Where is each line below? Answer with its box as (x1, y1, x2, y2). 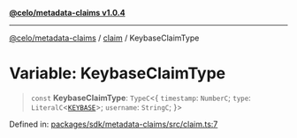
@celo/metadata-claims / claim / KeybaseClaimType (9, 33, 200, 43)
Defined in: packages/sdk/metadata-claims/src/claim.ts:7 (9, 119, 218, 129)
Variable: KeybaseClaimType (9, 63, 226, 84)
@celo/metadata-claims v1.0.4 (9, 8, 126, 18)
